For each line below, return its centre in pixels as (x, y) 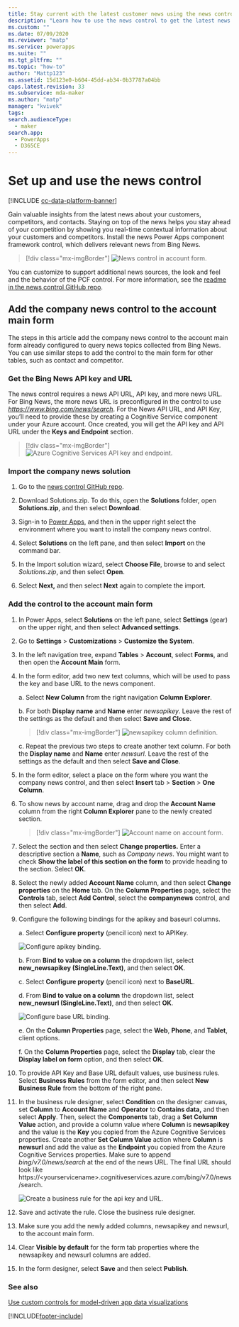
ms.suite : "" (27, 54)
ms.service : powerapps (41, 47)
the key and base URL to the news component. (87, 683)
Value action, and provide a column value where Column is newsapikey (124, 1124)
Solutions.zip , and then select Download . (79, 508)
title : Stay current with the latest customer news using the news (110, 14)
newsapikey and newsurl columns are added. (84, 1255)
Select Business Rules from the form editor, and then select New (113, 1080)
